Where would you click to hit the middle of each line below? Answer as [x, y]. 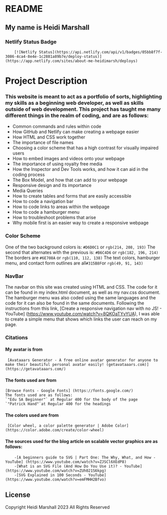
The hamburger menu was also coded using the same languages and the [81, 297]
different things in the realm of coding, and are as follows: [77, 115]
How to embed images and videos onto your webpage [68, 159]
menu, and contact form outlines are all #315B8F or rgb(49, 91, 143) [74, 263]
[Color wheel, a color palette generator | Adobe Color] [68, 426]
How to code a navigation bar [43, 202]
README [24, 9]
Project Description [46, 81]
